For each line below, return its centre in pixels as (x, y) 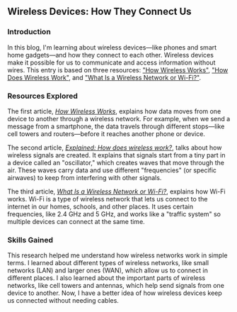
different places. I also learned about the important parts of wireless (106, 278)
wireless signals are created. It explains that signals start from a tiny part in (116, 155)
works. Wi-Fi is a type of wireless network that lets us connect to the (108, 199)
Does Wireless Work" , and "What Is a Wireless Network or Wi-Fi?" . (104, 77)
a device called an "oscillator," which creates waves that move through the (116, 162)
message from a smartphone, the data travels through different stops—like (116, 126)
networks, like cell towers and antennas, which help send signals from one (116, 286)
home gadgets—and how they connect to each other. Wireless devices (111, 55)
